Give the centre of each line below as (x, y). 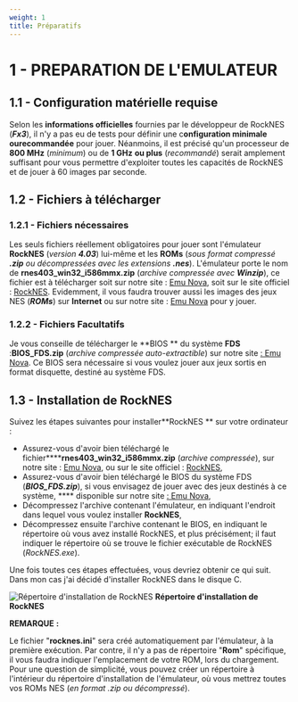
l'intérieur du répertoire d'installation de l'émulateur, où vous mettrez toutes (148, 679)
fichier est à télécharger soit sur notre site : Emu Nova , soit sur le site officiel (149, 283)
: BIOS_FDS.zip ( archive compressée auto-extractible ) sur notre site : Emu (145, 353)
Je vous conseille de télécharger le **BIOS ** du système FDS (125, 343)
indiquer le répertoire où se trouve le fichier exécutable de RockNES (147, 543)
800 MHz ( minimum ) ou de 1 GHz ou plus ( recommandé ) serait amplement (147, 153)
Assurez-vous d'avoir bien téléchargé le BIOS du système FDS (137, 477)
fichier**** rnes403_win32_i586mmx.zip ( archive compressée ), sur (148, 458)
